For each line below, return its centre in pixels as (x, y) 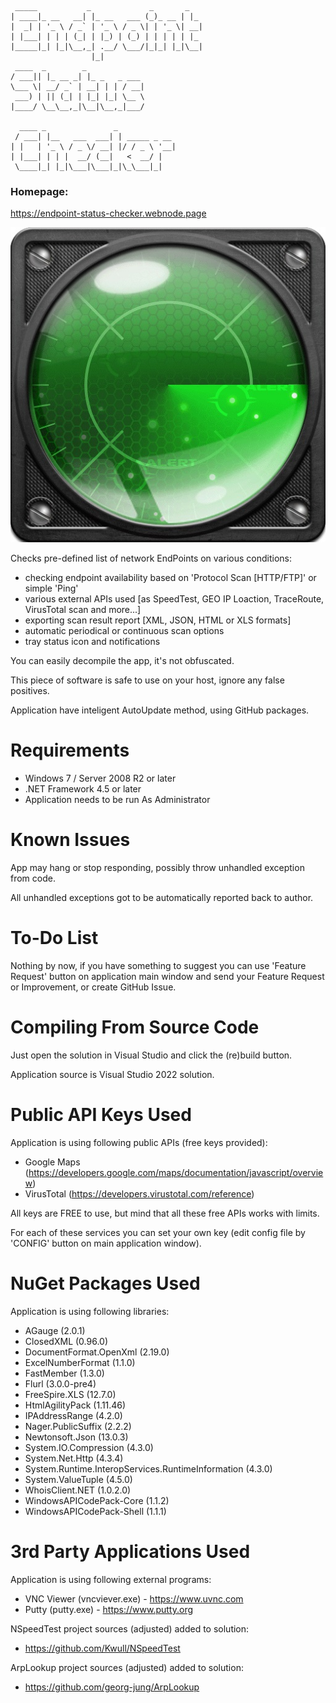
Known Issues (70, 840)
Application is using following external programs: (111, 1579)
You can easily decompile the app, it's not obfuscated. (122, 661)
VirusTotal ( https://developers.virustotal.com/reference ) (139, 1193)
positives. (30, 691)
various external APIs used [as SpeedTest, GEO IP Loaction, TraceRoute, (174, 599)
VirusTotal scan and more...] (83, 610)
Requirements (70, 750)
